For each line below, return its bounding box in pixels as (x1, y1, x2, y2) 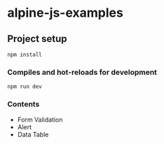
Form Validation (17, 115, 63, 124)
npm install (7, 51, 42, 58)
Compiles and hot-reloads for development (7, 67, 158, 77)
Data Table (17, 130, 49, 138)
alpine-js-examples (7, 5, 124, 21)
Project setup (7, 33, 68, 45)
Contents (7, 99, 40, 109)
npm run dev (7, 83, 42, 90)
